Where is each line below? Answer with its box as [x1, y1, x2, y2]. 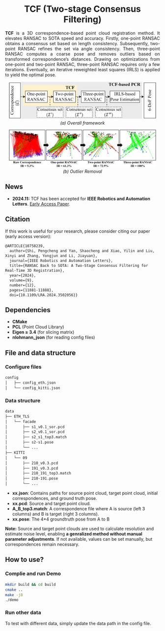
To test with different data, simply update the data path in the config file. [5, 620, 151, 626]
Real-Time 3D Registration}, [5, 268, 65, 273]
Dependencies [5, 306, 51, 314]
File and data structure [5, 348, 76, 357]
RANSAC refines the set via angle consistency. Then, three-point [18, 46, 160, 52]
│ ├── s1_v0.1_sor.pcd [5, 424, 65, 429]
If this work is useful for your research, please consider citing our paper [5, 228, 150, 234]
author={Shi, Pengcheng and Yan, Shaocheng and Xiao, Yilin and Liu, [9, 248, 155, 253]
